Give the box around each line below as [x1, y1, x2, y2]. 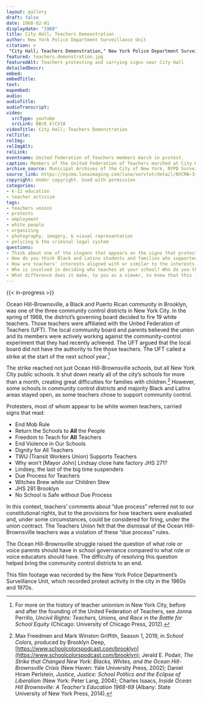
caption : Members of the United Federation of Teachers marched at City [6, 160, 192, 166]
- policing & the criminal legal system [6, 239, 109, 245]
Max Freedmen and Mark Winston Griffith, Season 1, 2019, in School [14, 632, 183, 640]
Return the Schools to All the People [14, 427, 105, 435]
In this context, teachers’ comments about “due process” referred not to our [6, 503, 194, 510]
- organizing [6, 227, 39, 233]
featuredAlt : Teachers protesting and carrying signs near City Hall [6, 59, 185, 65]
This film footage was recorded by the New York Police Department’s [6, 571, 177, 579]
